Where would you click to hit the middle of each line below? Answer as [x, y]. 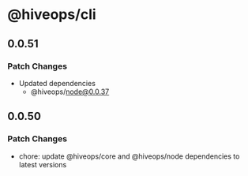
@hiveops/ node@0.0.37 [70, 92]
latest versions [43, 164]
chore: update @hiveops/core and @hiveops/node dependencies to [129, 156]
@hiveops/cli [52, 15]
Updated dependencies [57, 83]
